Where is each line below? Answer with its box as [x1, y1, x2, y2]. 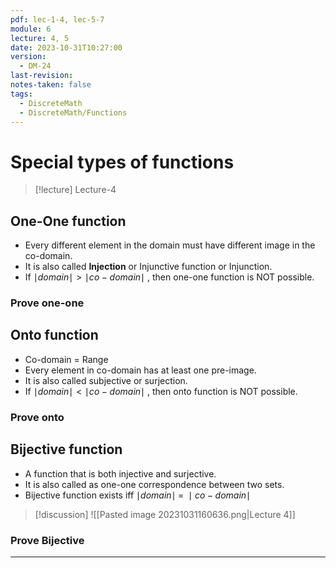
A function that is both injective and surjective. [24, 467, 217, 480]
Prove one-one [10, 296, 85, 310]
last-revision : [10, 71, 74, 81]
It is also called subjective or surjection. [24, 374, 188, 386]
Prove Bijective [10, 533, 85, 547]
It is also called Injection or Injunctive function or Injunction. [24, 261, 273, 273]
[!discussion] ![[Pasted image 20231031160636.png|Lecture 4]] [34, 508, 296, 520]
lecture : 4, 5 [10, 33, 70, 43]
